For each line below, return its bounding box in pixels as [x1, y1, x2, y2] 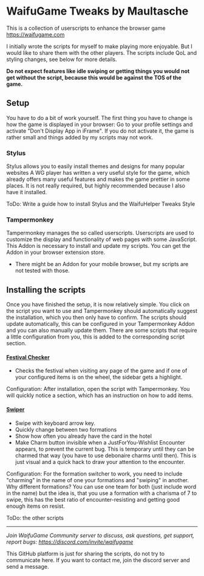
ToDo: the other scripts [6, 514, 64, 521]
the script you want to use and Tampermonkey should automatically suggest [6, 307, 198, 315]
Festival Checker [6, 353, 50, 360]
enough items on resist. [6, 502, 66, 510]
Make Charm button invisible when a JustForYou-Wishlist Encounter [15, 438, 185, 446]
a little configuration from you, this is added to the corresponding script [6, 333, 185, 340]
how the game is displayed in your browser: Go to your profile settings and [6, 121, 193, 128]
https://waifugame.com [6, 30, 65, 38]
